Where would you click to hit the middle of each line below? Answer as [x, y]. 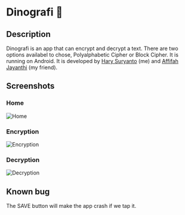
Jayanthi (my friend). [32, 67]
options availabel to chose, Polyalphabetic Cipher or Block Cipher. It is [92, 55]
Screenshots [30, 86]
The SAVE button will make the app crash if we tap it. [71, 206]
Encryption [23, 132]
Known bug [28, 191]
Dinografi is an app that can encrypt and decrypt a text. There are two [92, 48]
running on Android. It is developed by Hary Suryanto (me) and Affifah [92, 61]
